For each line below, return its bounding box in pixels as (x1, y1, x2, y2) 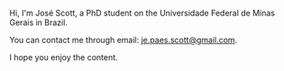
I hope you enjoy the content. (9, 52, 119, 62)
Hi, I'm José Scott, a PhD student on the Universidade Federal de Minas (9, 8, 275, 18)
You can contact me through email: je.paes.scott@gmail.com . (9, 35, 238, 45)
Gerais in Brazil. (9, 17, 68, 28)
